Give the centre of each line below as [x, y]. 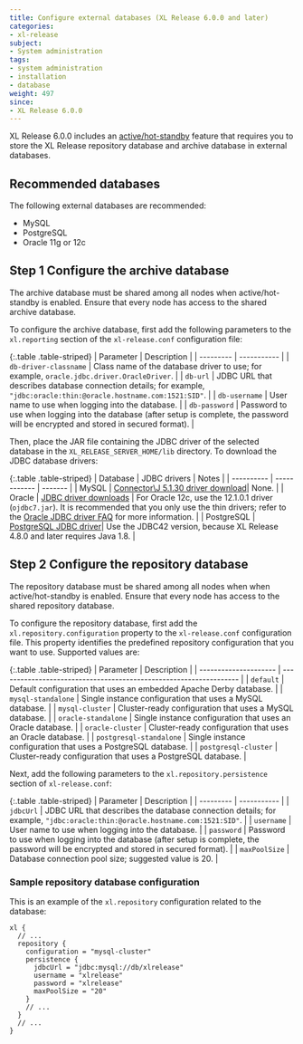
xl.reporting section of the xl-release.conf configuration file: [126, 339]
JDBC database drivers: [54, 460]
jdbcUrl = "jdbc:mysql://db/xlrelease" [108, 967]
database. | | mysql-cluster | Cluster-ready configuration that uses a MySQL [151, 708]
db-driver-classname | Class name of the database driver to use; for [136, 366]
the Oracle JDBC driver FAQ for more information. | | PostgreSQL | [133, 516]
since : [22, 102]
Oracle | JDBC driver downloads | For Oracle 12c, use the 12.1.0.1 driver [141, 497]
